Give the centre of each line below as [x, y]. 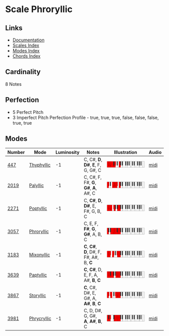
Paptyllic [38, 275]
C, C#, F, [93, 177]
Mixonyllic [40, 255]
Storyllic [38, 296]
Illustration [125, 152]
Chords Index [26, 56]
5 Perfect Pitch [28, 112]
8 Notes [13, 84]
